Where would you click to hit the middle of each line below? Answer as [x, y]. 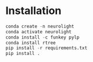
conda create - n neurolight [40, 26]
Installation [34, 11]
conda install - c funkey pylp [43, 37]
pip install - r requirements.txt [46, 48]
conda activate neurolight [39, 32]
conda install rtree [31, 43]
